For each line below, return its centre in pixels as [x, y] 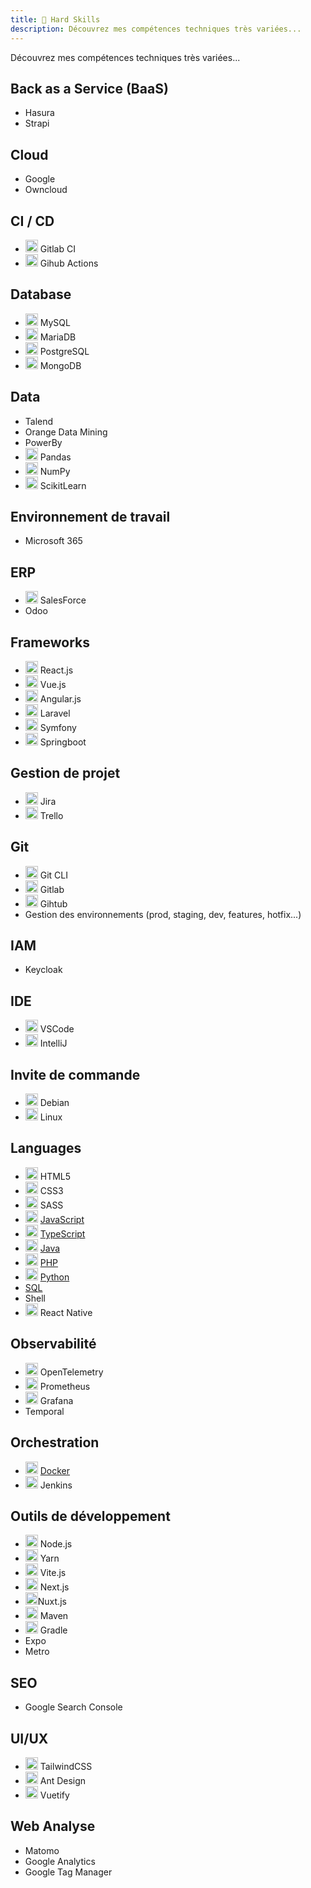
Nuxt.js [52, 1602]
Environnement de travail [90, 516]
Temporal [44, 1411]
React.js [56, 670]
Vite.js [53, 1573]
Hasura [39, 113]
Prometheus [65, 1386]
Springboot [63, 742]
